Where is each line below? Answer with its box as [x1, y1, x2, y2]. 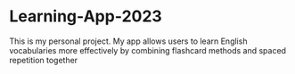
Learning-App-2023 [9, 6, 162, 27]
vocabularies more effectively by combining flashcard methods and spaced [9, 45, 287, 55]
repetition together [9, 54, 78, 65]
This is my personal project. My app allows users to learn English [9, 36, 248, 46]
